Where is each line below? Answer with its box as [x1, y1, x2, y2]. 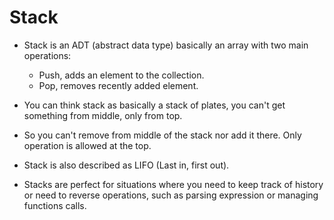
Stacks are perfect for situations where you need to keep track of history [23, 178, 324, 190]
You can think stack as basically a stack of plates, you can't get [23, 99, 286, 111]
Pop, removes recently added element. [38, 79, 199, 91]
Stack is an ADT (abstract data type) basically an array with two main [23, 39, 309, 51]
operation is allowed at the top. [23, 139, 152, 151]
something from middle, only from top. [23, 109, 183, 121]
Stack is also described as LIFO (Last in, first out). [23, 159, 230, 171]
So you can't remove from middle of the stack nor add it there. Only [23, 129, 302, 141]
